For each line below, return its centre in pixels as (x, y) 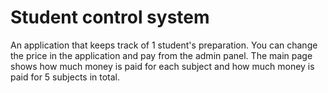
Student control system (110, 17)
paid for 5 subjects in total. (65, 77)
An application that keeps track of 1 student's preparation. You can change (164, 45)
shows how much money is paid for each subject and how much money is (162, 66)
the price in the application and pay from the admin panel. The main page (161, 55)
